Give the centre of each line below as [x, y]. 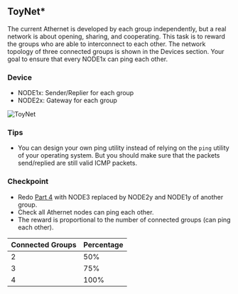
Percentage [103, 244]
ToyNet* [27, 12]
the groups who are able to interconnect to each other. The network [107, 44]
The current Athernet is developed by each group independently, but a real [117, 28]
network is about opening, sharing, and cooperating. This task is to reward [117, 36]
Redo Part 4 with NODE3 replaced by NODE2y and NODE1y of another [120, 197]
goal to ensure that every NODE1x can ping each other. [88, 59]
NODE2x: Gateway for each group [67, 100]
